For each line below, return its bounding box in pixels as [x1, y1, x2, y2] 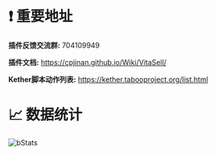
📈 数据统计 [8, 106, 83, 124]
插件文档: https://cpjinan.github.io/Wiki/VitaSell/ [8, 57, 167, 67]
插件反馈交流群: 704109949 [8, 40, 100, 50]
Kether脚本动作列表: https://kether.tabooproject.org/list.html [8, 74, 209, 84]
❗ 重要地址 [8, 7, 73, 26]
